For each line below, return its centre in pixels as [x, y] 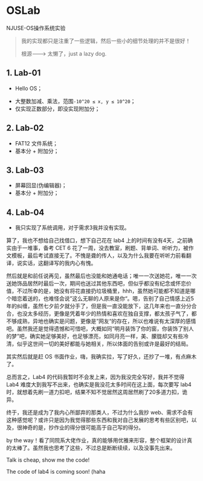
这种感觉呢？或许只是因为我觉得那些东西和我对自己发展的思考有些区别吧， [99, 420]
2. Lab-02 [25, 128]
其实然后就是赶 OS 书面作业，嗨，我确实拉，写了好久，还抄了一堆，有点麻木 [101, 357]
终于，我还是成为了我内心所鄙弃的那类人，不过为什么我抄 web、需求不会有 [100, 413]
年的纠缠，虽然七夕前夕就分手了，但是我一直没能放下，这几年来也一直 [94, 306]
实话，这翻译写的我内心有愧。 [59, 263]
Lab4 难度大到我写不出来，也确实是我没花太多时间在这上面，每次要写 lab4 [99, 384]
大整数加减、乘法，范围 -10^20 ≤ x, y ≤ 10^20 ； [75, 101]
